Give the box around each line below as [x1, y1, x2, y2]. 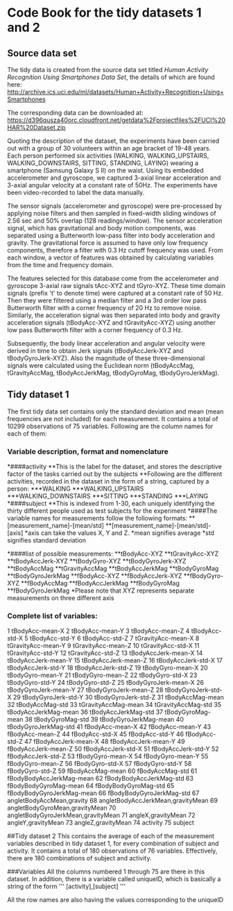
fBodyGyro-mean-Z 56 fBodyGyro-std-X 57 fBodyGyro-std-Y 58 [7, 760, 192, 768]
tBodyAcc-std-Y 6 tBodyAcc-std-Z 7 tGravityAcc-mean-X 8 [30, 634, 200, 642]
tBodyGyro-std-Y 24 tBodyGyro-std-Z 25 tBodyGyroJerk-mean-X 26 [7, 679, 205, 687]
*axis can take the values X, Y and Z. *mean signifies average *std [24, 529, 215, 537]
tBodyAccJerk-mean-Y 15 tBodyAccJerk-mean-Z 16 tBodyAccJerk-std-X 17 [7, 656, 223, 665]
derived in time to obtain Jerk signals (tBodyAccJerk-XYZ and [7, 347, 184, 355]
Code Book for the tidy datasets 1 [7, 5, 202, 21]
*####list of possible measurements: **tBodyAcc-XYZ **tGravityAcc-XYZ [7, 550, 219, 558]
